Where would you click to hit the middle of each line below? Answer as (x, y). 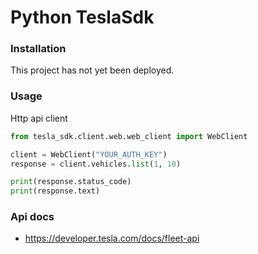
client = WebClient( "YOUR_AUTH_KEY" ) (89, 154)
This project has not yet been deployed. (92, 70)
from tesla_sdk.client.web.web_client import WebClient (129, 136)
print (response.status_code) (71, 182)
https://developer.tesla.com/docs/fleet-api (112, 238)
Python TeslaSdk (82, 17)
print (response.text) (55, 191)
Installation (38, 49)
